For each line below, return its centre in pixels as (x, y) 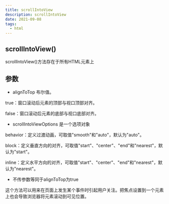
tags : (11, 24)
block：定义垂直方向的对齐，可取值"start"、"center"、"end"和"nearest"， (82, 145)
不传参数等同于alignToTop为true (46, 179)
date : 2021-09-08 (23, 19)
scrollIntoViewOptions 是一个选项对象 (51, 124)
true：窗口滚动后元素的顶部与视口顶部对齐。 (51, 103)
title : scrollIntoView (29, 10)
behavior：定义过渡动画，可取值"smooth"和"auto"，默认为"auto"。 (75, 135)
